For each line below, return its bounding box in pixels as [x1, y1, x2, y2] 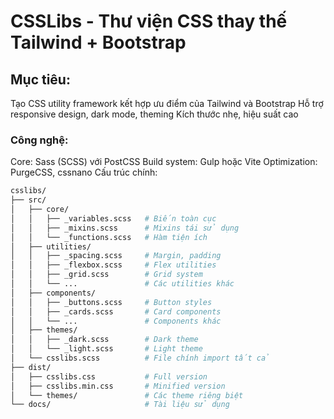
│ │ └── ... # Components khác [10, 316, 222, 326]
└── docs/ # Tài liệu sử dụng [10, 400, 230, 410]
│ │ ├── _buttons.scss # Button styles [10, 297, 213, 307]
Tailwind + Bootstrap [10, 31, 187, 54]
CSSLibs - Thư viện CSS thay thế [10, 10, 288, 33]
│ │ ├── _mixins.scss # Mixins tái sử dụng [10, 223, 240, 233]
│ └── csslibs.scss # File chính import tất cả [10, 353, 271, 364]
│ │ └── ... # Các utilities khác [10, 279, 235, 289]
